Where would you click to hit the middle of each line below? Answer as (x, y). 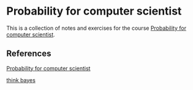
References (29, 54)
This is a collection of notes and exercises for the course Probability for (96, 28)
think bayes (21, 80)
